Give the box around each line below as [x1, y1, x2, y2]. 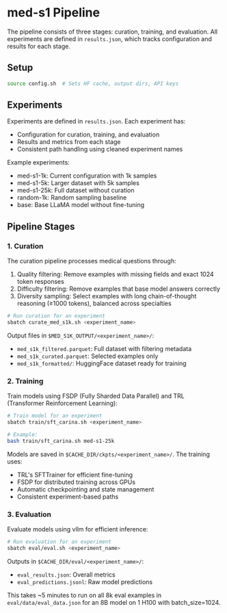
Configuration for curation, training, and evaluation [16, 130, 160, 139]
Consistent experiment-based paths [16, 492, 119, 501]
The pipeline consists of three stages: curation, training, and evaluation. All [7, 27, 217, 36]
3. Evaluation [7, 509, 51, 519]
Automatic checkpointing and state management [16, 485, 155, 493]
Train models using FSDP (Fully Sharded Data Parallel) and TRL [7, 392, 185, 400]
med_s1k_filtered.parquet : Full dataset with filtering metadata [16, 344, 192, 352]
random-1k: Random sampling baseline [16, 193, 127, 202]
